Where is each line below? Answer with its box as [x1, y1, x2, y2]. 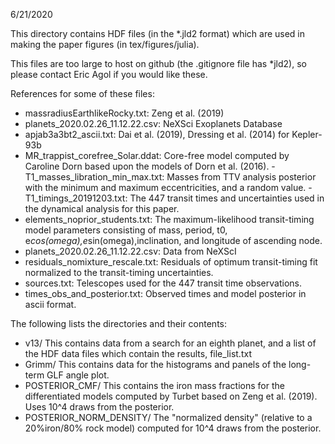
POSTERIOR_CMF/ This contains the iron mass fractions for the [24, 380, 285, 391]
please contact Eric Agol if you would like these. [10, 69, 208, 80]
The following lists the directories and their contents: [10, 318, 228, 329]
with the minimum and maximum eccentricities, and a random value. [24, 182, 307, 193]
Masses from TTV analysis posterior [166, 171, 317, 183]
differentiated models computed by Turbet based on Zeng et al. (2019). [24, 390, 318, 402]
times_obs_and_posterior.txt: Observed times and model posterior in [24, 288, 307, 299]
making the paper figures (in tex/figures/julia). [10, 39, 200, 50]
